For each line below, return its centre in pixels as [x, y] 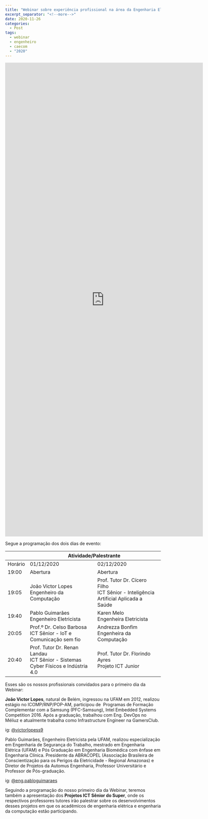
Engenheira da [114, 633]
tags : [11, 33]
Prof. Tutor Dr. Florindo [124, 653]
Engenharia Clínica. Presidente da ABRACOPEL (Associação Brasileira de [80, 755]
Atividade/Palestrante [94, 555]
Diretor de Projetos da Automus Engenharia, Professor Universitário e [76, 766]
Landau [39, 653]
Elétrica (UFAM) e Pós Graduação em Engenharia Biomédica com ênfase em [83, 750]
